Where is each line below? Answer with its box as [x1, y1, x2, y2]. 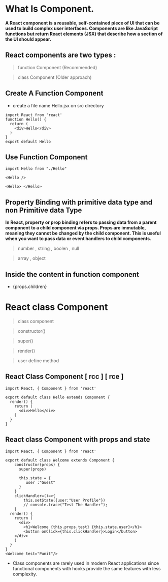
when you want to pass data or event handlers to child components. [5, 236, 152, 242]
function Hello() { [5, 117, 47, 122]
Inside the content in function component [5, 270, 140, 279]
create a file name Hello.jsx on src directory [12, 102, 104, 108]
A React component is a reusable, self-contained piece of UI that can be [5, 20, 160, 26]
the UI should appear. [5, 36, 52, 42]
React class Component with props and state [5, 435, 150, 444]
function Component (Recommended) [17, 64, 97, 70]
